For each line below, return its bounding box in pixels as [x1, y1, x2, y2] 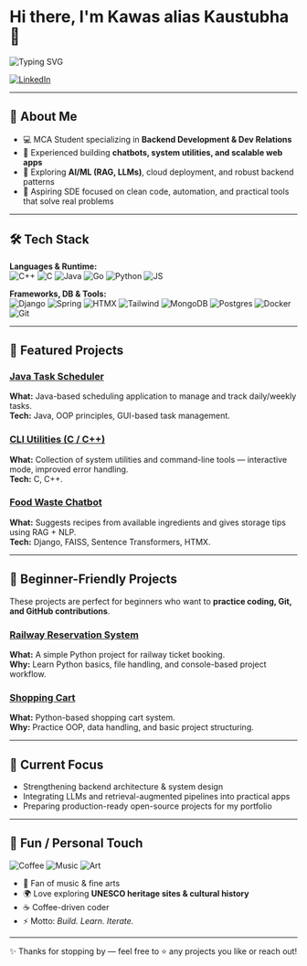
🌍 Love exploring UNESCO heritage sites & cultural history [22, 887, 249, 898]
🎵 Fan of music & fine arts [22, 877, 121, 888]
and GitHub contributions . [9, 606, 111, 617]
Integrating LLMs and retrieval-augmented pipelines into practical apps [22, 791, 291, 802]
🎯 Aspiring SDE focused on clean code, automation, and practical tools [22, 186, 290, 197]
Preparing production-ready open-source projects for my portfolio [22, 800, 272, 811]
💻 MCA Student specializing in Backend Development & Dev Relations [22, 134, 292, 145]
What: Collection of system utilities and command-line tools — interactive [9, 454, 288, 465]
